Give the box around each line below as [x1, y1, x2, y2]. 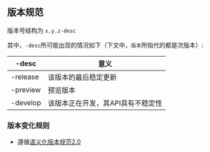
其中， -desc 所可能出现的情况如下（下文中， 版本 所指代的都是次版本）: [7, 41, 204, 49]
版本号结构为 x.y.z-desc [7, 26, 76, 35]
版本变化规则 [7, 120, 50, 130]
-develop [10, 97, 41, 107]
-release [10, 72, 39, 82]
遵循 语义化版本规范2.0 [17, 137, 81, 146]
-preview [10, 85, 41, 95]
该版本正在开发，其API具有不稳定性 [48, 98, 163, 108]
